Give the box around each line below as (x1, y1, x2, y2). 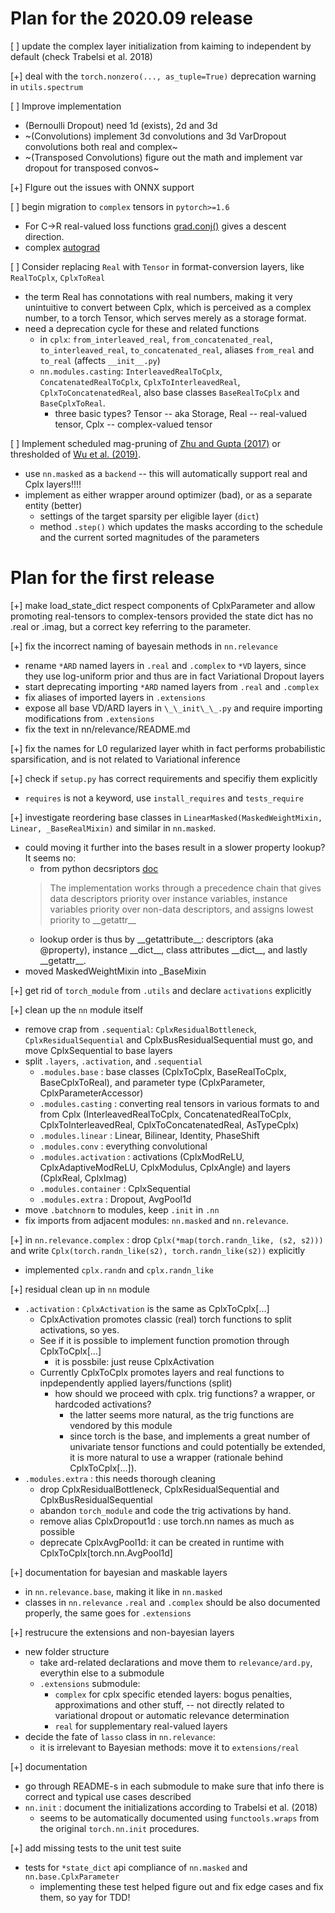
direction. (24, 230, 65, 242)
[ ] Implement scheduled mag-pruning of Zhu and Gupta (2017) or (10, 437, 281, 449)
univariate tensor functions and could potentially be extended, (69, 1440, 326, 1452)
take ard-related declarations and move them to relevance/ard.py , (39, 1656, 313, 1668)
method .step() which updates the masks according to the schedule (39, 520, 323, 532)
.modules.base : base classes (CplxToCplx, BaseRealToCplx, (39, 1065, 287, 1077)
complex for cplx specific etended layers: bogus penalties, (54, 1688, 293, 1700)
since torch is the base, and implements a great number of (69, 1430, 311, 1442)
